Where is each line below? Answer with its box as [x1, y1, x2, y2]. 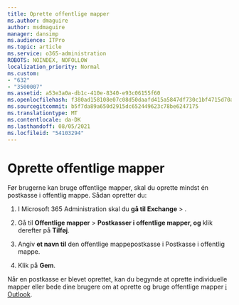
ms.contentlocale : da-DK [7, 116, 81, 123]
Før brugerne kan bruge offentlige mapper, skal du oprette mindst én [7, 183, 208, 192]
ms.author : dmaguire [7, 17, 69, 24]
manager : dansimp [7, 30, 59, 38]
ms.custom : [7, 70, 40, 77]
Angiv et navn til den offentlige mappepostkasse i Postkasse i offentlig [17, 240, 225, 249]
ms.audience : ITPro [7, 37, 65, 44]
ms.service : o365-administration [7, 50, 107, 58]
